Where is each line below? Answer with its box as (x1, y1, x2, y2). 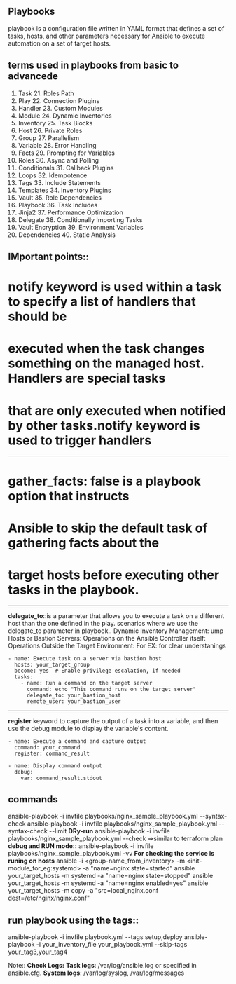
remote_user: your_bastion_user (26, 697, 121, 705)
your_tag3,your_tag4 (8, 948, 68, 956)
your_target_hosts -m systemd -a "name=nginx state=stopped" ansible (8, 872, 214, 880)
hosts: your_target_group (14, 661, 90, 668)
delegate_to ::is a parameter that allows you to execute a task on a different (8, 611, 225, 620)
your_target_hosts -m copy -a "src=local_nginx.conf (8, 887, 159, 895)
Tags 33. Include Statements (18, 178, 101, 186)
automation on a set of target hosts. (8, 39, 111, 48)
